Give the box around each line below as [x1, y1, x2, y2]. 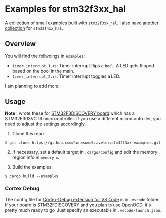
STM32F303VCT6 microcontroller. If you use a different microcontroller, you [5, 115, 161, 121]
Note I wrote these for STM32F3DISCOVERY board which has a [5, 110, 135, 116]
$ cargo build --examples [5, 173, 58, 179]
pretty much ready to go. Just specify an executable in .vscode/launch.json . [5, 207, 162, 213]
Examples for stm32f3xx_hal [5, 3, 126, 15]
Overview [5, 40, 36, 48]
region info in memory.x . [12, 154, 60, 160]
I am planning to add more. [5, 83, 60, 89]
